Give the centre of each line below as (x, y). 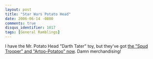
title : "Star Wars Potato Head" (38, 14)
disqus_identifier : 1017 (30, 28)
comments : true (21, 23)
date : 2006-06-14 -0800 (29, 19)
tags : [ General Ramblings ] (33, 32)
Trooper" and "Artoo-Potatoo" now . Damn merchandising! (63, 51)
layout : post (18, 10)
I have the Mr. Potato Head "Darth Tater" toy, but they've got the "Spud (76, 46)
